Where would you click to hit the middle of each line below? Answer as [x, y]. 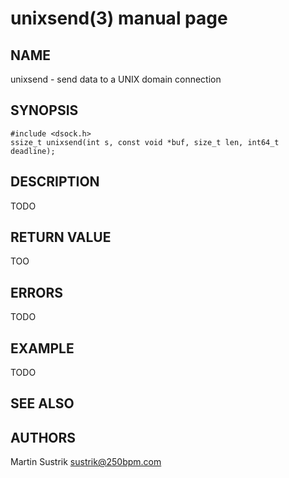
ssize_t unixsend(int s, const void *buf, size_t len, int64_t [145, 142]
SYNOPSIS [44, 110]
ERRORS [37, 292]
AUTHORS [43, 437]
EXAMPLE [42, 348]
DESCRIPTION [55, 182]
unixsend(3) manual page [119, 18]
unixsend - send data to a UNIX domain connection [116, 79]
